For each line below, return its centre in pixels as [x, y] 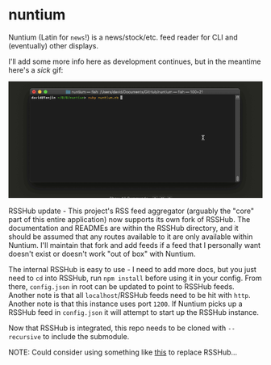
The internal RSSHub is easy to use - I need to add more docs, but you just [132, 270]
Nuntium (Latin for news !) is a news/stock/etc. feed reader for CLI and [123, 37]
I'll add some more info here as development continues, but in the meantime [135, 61]
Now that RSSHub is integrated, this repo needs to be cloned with [117, 328]
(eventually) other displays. [54, 45]
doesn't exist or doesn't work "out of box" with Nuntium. [102, 254]
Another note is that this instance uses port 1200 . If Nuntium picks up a [126, 304]
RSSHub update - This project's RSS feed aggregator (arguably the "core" [131, 211]
